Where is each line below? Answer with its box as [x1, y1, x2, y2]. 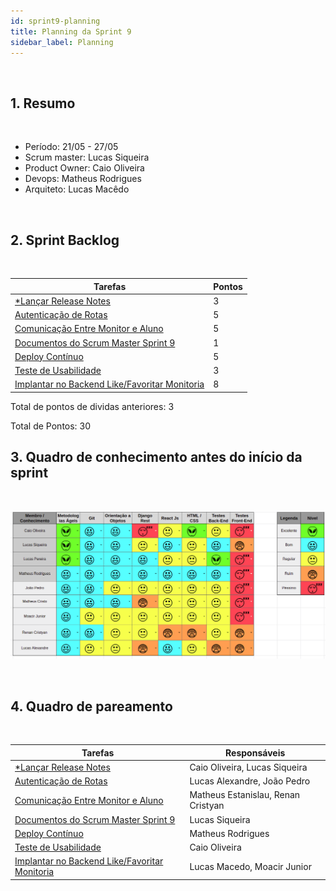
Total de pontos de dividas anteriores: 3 [10, 400, 175, 412]
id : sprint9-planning [10, 16, 101, 26]
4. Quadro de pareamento [10, 698, 173, 715]
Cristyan [189, 800, 225, 812]
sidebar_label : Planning [10, 37, 114, 47]
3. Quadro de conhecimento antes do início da [10, 449, 303, 466]
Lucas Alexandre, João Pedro [189, 775, 311, 787]
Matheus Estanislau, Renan [189, 789, 301, 801]
